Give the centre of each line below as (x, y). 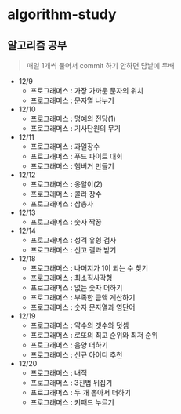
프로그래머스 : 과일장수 (65, 146)
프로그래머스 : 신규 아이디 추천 (76, 355)
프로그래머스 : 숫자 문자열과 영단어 (83, 307)
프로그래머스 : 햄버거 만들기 (72, 166)
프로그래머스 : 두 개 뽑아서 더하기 (80, 392)
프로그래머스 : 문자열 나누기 (72, 100)
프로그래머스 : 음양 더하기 (69, 345)
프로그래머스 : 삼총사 (62, 204)
